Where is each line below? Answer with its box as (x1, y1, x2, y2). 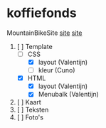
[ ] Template (16, 42, 53, 50)
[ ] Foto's (16, 113, 44, 122)
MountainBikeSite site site (6, 28, 83, 37)
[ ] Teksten (16, 105, 49, 114)
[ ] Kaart (16, 98, 42, 107)
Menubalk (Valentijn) (38, 90, 99, 99)
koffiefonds (6, 5, 77, 21)
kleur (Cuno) (38, 66, 75, 75)
